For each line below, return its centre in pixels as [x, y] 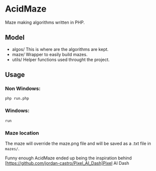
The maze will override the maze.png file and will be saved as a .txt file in [78, 143]
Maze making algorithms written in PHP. [45, 22]
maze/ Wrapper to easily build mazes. [50, 54]
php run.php [17, 99]
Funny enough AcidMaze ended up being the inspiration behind [69, 158]
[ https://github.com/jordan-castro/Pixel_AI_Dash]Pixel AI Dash [67, 163]
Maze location [22, 133]
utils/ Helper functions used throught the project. [61, 60]
